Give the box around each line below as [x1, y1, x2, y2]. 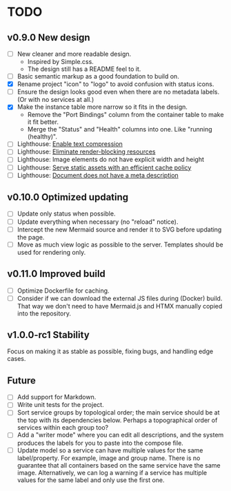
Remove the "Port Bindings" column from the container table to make [27, 111, 224, 119]
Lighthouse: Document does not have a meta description [17, 171, 179, 179]
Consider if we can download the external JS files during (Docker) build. [17, 294, 223, 302]
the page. [17, 233, 45, 241]
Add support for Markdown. [17, 393, 97, 401]
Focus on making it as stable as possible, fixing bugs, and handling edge [7, 347, 214, 355]
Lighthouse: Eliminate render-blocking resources [17, 147, 156, 156]
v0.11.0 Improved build [7, 268, 106, 280]
